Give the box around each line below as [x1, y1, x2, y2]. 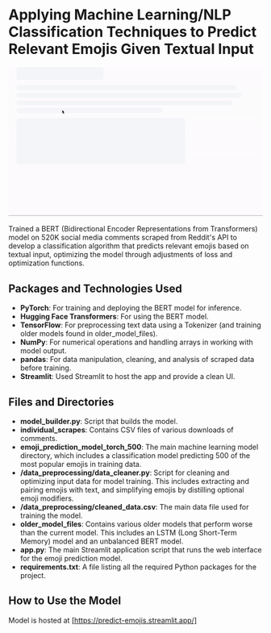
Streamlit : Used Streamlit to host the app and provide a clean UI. [19, 372, 236, 381]
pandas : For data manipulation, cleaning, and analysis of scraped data [19, 355, 255, 364]
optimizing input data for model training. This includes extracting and [19, 477, 250, 486]
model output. [19, 346, 67, 356]
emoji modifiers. [19, 493, 74, 503]
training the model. [19, 510, 83, 521]
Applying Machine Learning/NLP [8, 6, 231, 24]
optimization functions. [8, 258, 85, 268]
